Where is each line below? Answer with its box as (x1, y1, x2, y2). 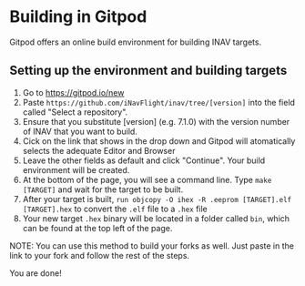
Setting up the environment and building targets (9, 63, 288, 78)
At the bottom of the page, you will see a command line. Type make (22, 174, 272, 185)
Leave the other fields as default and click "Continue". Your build (22, 155, 266, 166)
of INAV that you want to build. (22, 126, 138, 137)
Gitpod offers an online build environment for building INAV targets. (9, 36, 262, 47)
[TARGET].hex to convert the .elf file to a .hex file (22, 203, 208, 214)
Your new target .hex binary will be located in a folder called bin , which (22, 212, 290, 224)
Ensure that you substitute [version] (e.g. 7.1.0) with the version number (22, 116, 290, 127)
